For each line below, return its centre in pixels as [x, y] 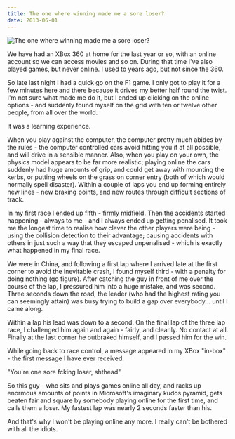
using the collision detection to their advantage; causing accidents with [110, 235]
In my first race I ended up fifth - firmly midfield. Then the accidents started [116, 213]
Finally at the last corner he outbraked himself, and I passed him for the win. [117, 337]
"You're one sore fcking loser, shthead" [64, 372]
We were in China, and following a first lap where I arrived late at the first [113, 263]
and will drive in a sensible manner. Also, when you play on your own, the [113, 155]
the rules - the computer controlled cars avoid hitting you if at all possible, [114, 147]
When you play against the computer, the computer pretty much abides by [115, 139]
